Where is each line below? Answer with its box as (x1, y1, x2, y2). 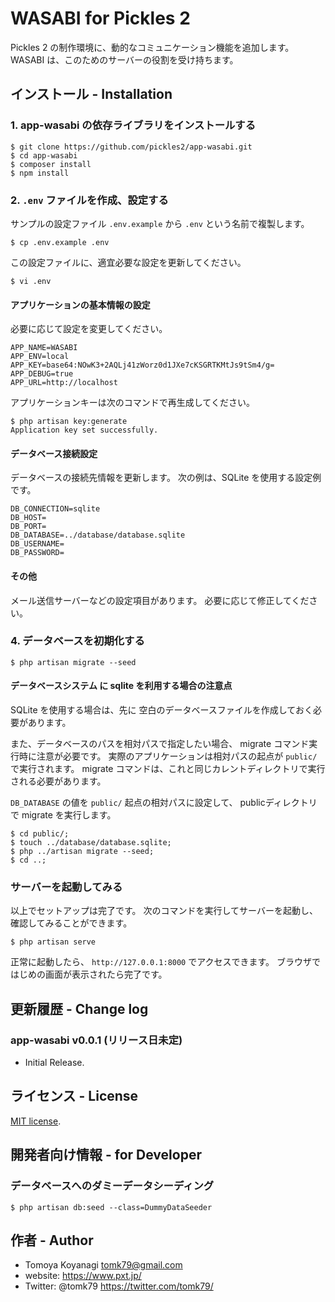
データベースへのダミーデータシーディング (10, 1179, 215, 1193)
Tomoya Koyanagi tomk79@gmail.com (24, 1259, 183, 1271)
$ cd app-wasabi (10, 150, 78, 161)
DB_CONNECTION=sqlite (10, 504, 101, 514)
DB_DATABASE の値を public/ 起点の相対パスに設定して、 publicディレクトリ (10, 797, 318, 809)
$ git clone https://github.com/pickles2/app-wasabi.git (10, 142, 253, 152)
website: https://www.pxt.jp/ (24, 1270, 142, 1282)
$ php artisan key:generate (10, 417, 128, 427)
